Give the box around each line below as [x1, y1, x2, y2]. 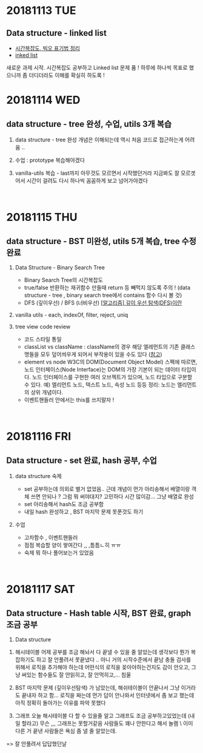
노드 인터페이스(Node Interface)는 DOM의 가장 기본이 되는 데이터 [24, 366, 181, 373]
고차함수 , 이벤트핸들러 [24, 534, 78, 541]
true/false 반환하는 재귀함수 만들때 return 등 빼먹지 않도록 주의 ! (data [24, 284, 191, 291]
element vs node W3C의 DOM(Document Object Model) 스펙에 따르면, [24, 359, 198, 365]
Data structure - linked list [6, 28, 107, 38]
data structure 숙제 [15, 473, 62, 479]
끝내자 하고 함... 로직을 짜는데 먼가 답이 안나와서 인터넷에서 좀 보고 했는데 [21, 692, 195, 698]
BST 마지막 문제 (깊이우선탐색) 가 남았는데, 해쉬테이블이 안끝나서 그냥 [15, 684, 180, 691]
